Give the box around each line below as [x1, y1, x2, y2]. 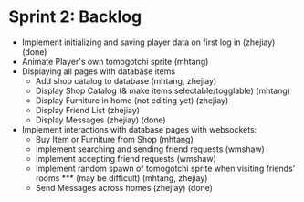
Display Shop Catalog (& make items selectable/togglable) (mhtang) [35, 85, 291, 96]
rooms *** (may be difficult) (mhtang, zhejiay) [35, 172, 208, 184]
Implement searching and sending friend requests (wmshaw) [35, 144, 266, 154]
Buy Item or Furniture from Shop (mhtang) [35, 133, 194, 144]
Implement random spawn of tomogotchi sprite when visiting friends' [35, 163, 296, 174]
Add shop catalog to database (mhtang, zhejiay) [35, 75, 217, 86]
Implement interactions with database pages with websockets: [21, 123, 257, 134]
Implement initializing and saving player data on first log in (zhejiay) [21, 37, 276, 48]
